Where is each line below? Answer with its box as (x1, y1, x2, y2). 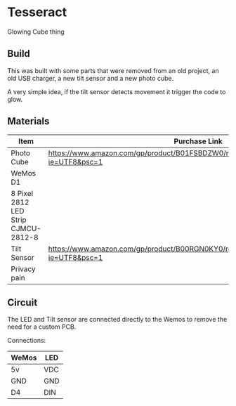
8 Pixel (11, 188, 34, 198)
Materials (7, 115, 50, 127)
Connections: (7, 336, 46, 345)
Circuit (7, 296, 38, 308)
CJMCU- (11, 223, 42, 233)
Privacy (11, 264, 36, 274)
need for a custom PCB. (7, 322, 77, 331)
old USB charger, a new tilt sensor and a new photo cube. (7, 74, 174, 82)
